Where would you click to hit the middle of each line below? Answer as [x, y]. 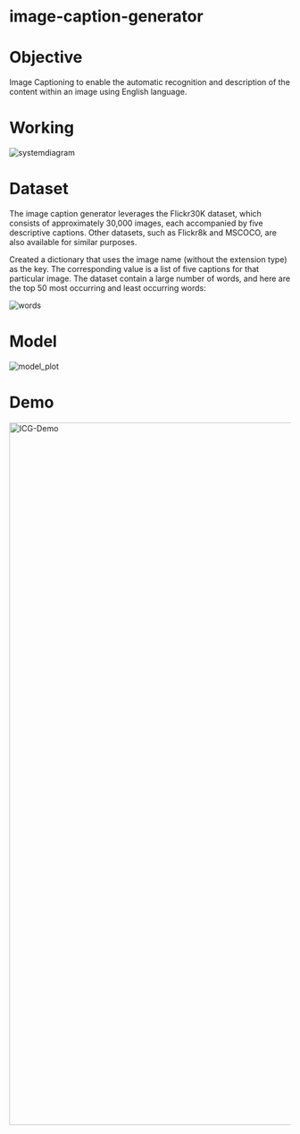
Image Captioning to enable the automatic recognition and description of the [150, 82]
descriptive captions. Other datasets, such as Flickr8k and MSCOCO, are [143, 233]
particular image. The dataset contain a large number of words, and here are [150, 278]
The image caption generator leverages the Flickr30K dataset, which [135, 213]
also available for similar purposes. [73, 242]
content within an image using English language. [98, 92]
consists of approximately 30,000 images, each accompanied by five [136, 223]
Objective [46, 58]
